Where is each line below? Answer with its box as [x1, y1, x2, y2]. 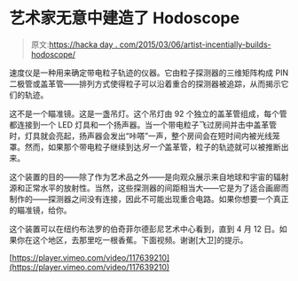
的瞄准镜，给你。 [9, 205, 72, 215]
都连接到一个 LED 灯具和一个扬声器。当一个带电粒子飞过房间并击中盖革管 [9, 119, 278, 129]
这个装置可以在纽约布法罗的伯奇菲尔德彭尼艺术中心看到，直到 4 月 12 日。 [9, 223, 280, 234]
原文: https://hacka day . [30, 39, 118, 50]
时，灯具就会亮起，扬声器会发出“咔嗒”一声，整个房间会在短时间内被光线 [9, 130, 273, 141]
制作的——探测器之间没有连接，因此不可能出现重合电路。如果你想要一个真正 [9, 193, 289, 204]
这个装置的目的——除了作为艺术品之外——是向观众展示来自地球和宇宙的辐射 [9, 171, 289, 182]
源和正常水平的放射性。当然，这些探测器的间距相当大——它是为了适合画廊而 [9, 183, 289, 193]
